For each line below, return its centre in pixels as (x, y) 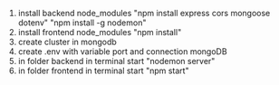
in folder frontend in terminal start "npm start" (103, 71)
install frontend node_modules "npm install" (100, 32)
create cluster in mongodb (67, 42)
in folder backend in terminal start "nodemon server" (116, 61)
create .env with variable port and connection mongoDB (123, 52)
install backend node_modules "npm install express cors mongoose (144, 13)
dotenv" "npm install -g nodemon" (82, 23)
